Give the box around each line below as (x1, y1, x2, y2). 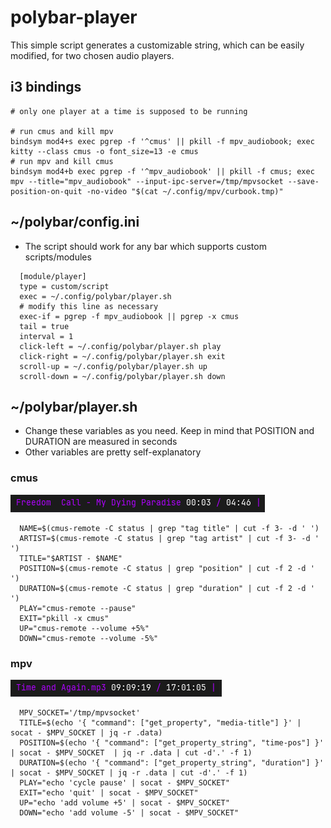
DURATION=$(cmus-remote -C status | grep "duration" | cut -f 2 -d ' (19, 583, 315, 593)
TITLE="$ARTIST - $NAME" (19, 553, 123, 563)
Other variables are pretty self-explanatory (24, 446, 202, 458)
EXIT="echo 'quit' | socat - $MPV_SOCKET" (19, 787, 199, 798)
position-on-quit (10, 186, 83, 196)
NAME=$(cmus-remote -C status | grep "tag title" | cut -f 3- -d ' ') (19, 523, 320, 533)
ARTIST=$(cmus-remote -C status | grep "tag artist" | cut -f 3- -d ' (19, 533, 320, 543)
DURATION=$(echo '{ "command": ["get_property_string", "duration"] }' (19, 757, 325, 768)
